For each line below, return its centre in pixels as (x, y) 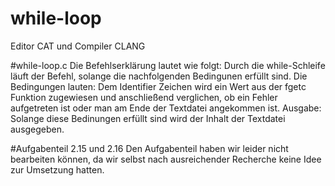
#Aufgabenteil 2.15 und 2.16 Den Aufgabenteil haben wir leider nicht (149, 148)
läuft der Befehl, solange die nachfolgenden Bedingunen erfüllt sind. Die (159, 76)
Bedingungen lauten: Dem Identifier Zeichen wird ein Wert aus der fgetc (158, 86)
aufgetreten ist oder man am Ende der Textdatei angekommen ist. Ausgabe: (166, 108)
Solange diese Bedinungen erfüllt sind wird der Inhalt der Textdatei (148, 118)
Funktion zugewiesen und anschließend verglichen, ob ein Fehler (144, 97)
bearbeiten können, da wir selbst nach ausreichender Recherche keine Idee (166, 159)
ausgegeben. (37, 129)
